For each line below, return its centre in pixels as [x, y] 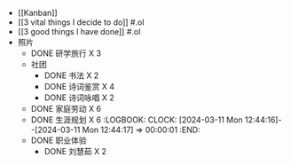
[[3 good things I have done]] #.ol [79, 31]
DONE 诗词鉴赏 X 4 [79, 86]
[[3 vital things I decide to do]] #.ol [81, 22]
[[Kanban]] [37, 13]
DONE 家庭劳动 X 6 [66, 109]
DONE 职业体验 [59, 140]
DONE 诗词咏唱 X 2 [79, 98]
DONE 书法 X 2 [71, 75]
